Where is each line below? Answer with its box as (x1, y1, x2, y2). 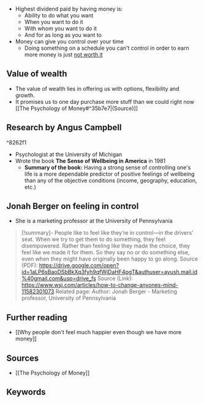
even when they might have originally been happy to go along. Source (21, 255, 198, 263)
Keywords (6, 387, 46, 397)
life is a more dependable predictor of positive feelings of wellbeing (24, 170, 195, 178)
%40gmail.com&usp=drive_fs (21, 275, 96, 282)
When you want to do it (24, 18, 84, 25)
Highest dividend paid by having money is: (15, 6, 123, 12)
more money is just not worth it (24, 51, 103, 58)
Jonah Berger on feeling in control (6, 201, 139, 211)
